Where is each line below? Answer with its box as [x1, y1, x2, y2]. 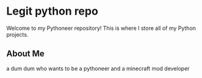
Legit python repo [6, 4, 99, 18]
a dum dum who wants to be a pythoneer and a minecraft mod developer [6, 65, 190, 72]
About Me [6, 49, 45, 59]
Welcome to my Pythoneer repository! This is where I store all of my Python [6, 24, 197, 32]
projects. [6, 30, 29, 38]
